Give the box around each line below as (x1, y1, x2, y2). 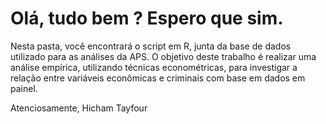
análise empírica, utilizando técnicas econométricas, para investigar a (10, 61, 298, 73)
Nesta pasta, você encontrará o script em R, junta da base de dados (10, 40, 292, 52)
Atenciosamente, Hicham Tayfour (10, 102, 148, 114)
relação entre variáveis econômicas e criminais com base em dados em (10, 72, 306, 84)
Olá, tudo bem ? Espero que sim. (10, 7, 284, 30)
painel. (10, 82, 38, 94)
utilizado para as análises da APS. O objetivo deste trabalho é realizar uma (10, 50, 317, 62)
